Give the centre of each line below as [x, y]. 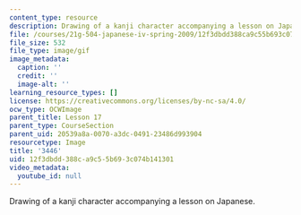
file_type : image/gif [50, 51]
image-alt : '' [43, 84]
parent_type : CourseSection [62, 126]
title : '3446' [36, 150]
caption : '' [40, 68]
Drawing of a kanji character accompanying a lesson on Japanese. [132, 202]
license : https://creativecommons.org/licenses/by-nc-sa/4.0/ [128, 101]
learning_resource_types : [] [64, 92]
